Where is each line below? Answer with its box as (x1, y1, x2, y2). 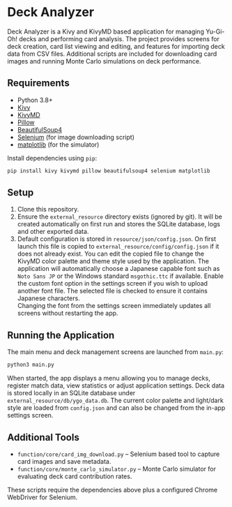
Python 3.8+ (17, 96, 54, 104)
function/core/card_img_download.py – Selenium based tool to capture (17, 450, 220, 458)
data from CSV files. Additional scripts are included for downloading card (7, 50, 217, 58)
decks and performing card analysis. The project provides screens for (18, 34, 219, 43)
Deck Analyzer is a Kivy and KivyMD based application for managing (7, 27, 204, 36)
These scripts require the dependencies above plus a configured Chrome (7, 485, 218, 494)
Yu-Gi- (205, 27, 225, 36)
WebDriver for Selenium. (7, 493, 78, 501)
